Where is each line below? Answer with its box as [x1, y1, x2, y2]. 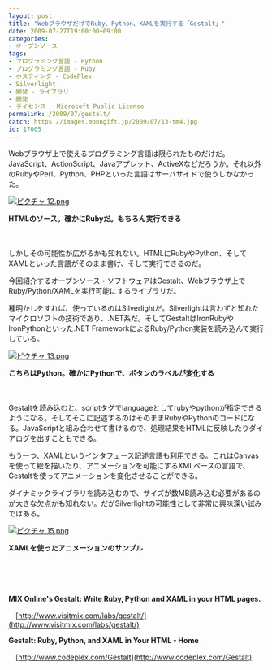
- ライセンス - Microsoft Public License [8, 102, 145, 111]
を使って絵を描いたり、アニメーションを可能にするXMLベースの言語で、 [8, 460, 250, 470]
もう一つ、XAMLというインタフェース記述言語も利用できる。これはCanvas [8, 450, 260, 460]
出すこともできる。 [36, 433, 101, 443]
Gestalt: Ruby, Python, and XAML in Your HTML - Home [8, 635, 199, 645]
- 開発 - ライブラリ [8, 87, 70, 96]
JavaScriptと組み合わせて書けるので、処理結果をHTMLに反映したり [22, 423, 249, 433]
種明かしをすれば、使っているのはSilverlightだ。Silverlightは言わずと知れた [8, 302, 260, 313]
